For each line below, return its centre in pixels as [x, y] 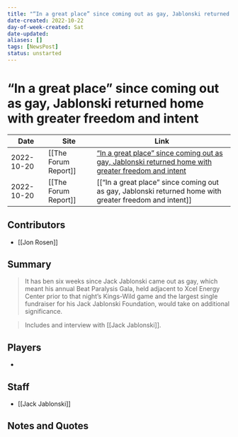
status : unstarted [34, 54]
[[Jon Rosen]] [38, 242]
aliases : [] [25, 40]
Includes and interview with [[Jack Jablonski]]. [93, 325]
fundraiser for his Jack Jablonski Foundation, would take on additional [127, 304]
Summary [29, 265]
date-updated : [28, 34]
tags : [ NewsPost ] [33, 47]
